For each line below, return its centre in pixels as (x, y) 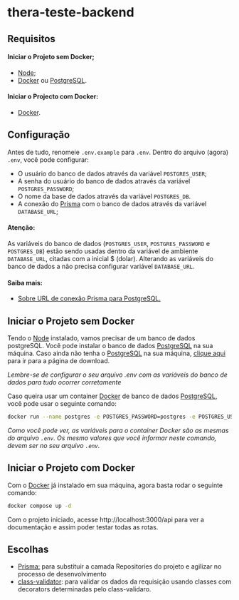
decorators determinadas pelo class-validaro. (84, 589)
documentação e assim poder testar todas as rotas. (83, 527)
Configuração (39, 135)
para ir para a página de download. (59, 361)
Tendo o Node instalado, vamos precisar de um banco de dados (101, 338)
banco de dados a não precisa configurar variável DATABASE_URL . (101, 266)
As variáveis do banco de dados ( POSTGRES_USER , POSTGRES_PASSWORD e (109, 244)
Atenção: (21, 228)
